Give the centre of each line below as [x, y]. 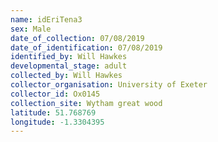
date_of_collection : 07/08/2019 [77, 38]
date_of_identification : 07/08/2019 [86, 47]
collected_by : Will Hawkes [66, 76]
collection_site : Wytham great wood [86, 103]
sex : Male [31, 29]
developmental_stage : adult [69, 66]
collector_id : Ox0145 [55, 94]
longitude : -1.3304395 [57, 122]
